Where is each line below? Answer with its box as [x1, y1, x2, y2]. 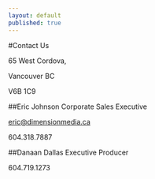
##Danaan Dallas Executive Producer [8, 147, 129, 157]
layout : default [8, 11, 61, 20]
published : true [8, 19, 61, 27]
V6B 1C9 [8, 86, 36, 95]
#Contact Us [8, 40, 50, 50]
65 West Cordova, [8, 56, 67, 65]
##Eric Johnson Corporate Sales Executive [8, 102, 148, 111]
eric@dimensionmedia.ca [8, 117, 90, 126]
